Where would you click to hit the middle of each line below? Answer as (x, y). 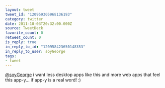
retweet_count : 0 (23, 38)
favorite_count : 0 (24, 33)
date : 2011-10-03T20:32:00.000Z (39, 24)
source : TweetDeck (24, 28)
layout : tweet (20, 10)
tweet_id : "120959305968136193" (39, 14)
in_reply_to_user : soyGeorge (35, 51)
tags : (11, 56)
